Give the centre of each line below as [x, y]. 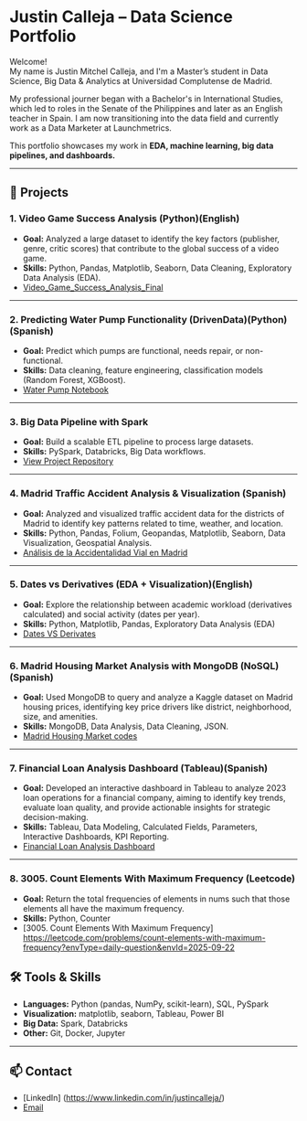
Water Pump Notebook [66, 390]
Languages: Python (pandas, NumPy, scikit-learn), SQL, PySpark [146, 1004]
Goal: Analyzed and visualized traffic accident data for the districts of [153, 513]
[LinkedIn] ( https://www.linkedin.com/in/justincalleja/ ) [124, 1098]
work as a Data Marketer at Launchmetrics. [90, 128]
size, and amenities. [60, 717]
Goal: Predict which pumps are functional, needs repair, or [133, 350]
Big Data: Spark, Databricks [75, 1023]
